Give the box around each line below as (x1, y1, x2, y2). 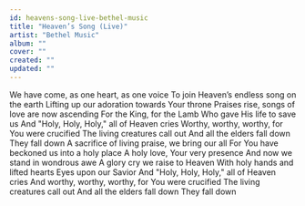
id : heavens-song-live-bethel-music (9, 13, 148, 23)
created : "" (9, 56, 55, 65)
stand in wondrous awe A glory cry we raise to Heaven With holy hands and (9, 157, 294, 168)
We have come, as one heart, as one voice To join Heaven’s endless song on (9, 88, 297, 100)
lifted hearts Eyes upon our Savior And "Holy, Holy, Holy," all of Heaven (9, 166, 276, 178)
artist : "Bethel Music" (9, 30, 100, 39)
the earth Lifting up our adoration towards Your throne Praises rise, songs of (9, 98, 296, 109)
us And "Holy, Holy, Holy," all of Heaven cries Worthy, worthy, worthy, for (9, 118, 284, 129)
